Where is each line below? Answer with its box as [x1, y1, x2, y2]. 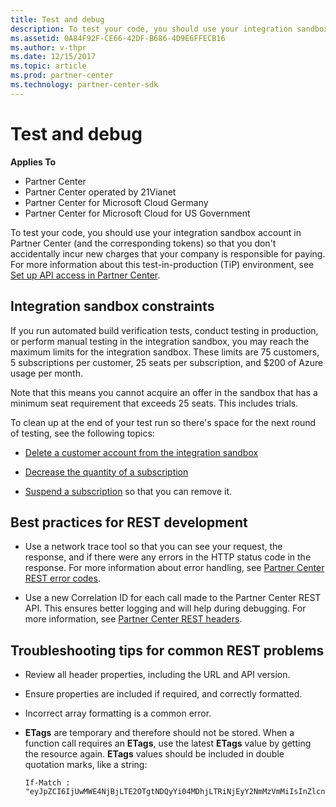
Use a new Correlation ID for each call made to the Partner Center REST [24, 592, 322, 604]
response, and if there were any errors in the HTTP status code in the [24, 551, 312, 563]
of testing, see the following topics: [10, 427, 155, 439]
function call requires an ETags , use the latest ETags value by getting [24, 737, 312, 750]
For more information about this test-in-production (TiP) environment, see [10, 258, 315, 270]
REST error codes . [24, 572, 101, 585]
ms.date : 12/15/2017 [10, 52, 97, 62]
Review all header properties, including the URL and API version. [24, 669, 291, 681]
